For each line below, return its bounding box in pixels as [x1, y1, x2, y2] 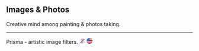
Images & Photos [6, 5, 70, 15]
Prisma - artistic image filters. [6, 38, 78, 45]
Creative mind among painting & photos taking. [6, 20, 121, 27]
